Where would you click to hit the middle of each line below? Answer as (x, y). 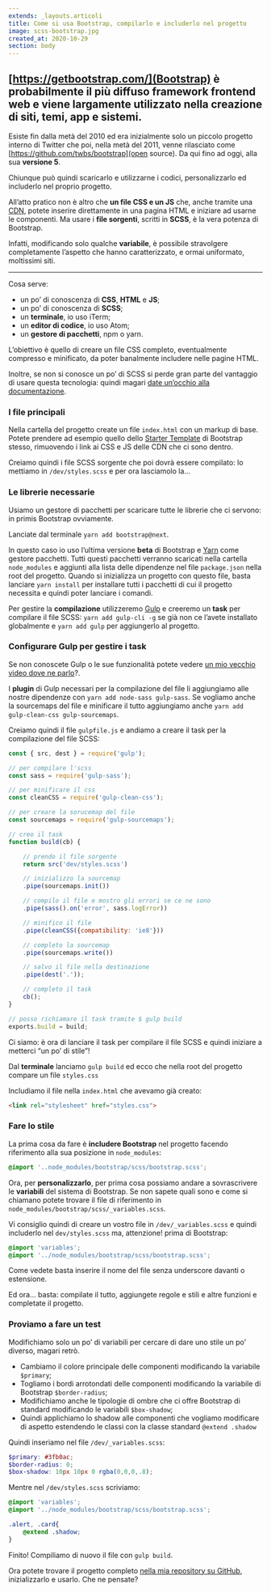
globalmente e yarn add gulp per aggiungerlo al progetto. (104, 626)
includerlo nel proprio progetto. (60, 186)
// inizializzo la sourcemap (72, 879)
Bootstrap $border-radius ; (64, 1392)
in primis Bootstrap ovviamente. (61, 518)
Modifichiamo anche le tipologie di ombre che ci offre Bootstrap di (130, 1400)
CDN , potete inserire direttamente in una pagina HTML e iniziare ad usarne (132, 210)
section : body (32, 46)
